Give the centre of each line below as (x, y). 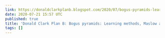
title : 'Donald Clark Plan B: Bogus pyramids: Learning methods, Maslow (81, 23)
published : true (22, 19)
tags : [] (14, 28)
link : (11, 10)
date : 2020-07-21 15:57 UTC (34, 14)
